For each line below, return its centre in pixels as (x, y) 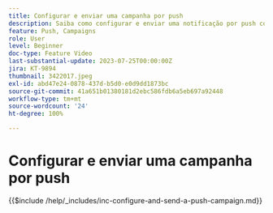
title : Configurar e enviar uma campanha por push (96, 16)
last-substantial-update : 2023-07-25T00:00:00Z (91, 62)
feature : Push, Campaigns (52, 31)
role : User (27, 38)
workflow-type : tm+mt (45, 99)
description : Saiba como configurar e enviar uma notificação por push (132, 23)
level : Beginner (36, 46)
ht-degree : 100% (36, 114)
